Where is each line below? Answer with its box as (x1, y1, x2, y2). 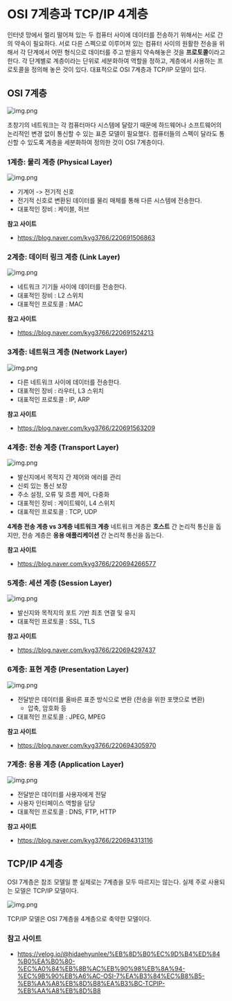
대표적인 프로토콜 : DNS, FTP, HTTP (17, 807, 116, 816)
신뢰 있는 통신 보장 (17, 481, 68, 490)
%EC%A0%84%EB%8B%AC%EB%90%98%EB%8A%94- (17, 964, 186, 973)
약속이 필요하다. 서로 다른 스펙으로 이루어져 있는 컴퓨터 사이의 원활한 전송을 (14, 39, 218, 47)
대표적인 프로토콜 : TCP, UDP (17, 507, 98, 515)
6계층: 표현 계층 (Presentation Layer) (7, 665, 130, 674)
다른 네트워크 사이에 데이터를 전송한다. (17, 377, 121, 386)
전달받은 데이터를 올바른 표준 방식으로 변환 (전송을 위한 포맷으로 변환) (17, 695, 205, 703)
